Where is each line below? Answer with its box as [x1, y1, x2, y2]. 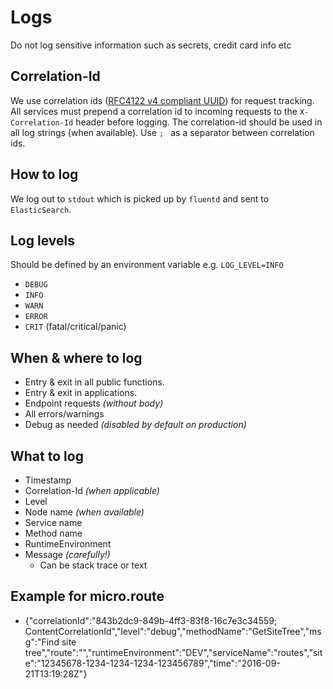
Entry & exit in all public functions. [24, 376, 165, 388]
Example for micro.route [10, 588, 165, 605]
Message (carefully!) [24, 549, 111, 560]
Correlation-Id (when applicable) [24, 485, 160, 496]
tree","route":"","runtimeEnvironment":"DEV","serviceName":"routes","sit [24, 646, 323, 658]
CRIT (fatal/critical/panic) [24, 321, 127, 333]
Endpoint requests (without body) [24, 397, 164, 410]
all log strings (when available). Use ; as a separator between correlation [10, 126, 315, 138]
